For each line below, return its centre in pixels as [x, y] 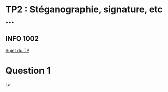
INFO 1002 [22, 38]
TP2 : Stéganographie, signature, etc [84, 9]
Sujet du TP [17, 51]
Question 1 [28, 71]
